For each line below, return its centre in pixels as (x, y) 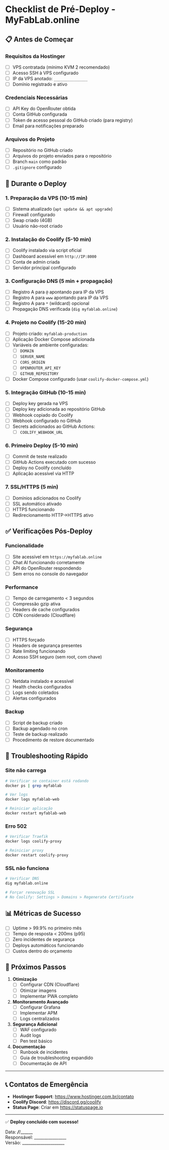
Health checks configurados (42, 687)
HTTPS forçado (29, 639)
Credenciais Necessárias (36, 98)
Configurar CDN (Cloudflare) (50, 985)
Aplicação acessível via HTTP (43, 474)
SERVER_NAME (32, 357)
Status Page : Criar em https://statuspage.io (58, 1108)
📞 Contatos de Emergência (47, 1084)
